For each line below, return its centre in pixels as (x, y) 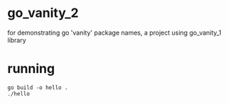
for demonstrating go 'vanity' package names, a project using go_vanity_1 (114, 33)
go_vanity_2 (43, 13)
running (31, 69)
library (17, 40)
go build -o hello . (38, 87)
